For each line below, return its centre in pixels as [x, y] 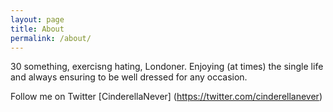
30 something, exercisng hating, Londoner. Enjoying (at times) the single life [167, 67]
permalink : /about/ [51, 38]
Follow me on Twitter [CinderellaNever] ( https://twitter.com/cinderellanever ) [166, 97]
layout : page [37, 19]
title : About [37, 29]
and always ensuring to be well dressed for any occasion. [129, 77]
